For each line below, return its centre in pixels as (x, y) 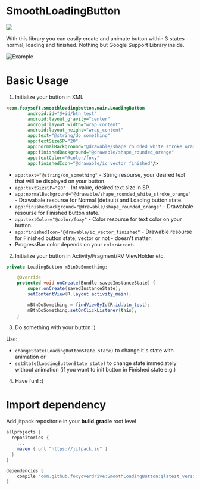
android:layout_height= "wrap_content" (76, 130)
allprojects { (24, 432)
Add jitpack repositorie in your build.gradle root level (71, 422)
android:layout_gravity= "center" (69, 119)
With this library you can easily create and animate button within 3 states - (97, 38)
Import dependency (56, 405)
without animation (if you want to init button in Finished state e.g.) (95, 369)
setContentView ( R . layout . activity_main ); (80, 294)
